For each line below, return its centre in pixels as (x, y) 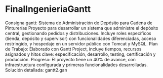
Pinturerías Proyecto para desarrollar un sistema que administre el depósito (82, 28)
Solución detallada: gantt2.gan (36, 70)
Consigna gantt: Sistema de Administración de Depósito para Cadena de (79, 23)
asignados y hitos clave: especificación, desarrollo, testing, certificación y (81, 54)
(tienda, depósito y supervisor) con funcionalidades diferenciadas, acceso (81, 39)
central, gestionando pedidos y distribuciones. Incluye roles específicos (78, 33)
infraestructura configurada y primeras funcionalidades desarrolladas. (77, 65)
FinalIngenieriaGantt (48, 9)
